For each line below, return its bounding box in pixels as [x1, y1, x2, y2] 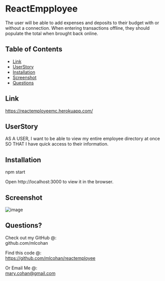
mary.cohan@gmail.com [5, 270, 56, 276]
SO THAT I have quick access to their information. [5, 141, 109, 147]
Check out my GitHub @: [5, 235, 57, 241]
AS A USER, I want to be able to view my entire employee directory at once [5, 135, 160, 142]
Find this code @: [5, 250, 42, 256]
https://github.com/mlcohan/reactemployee [5, 255, 96, 261]
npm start [5, 169, 26, 175]
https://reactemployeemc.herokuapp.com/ [5, 108, 93, 114]
